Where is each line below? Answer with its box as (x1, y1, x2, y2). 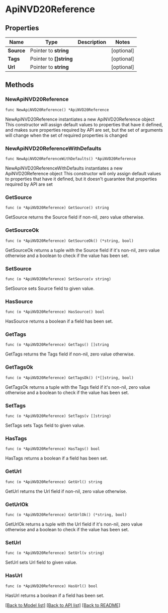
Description (77, 39, 107, 45)
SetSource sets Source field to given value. (5, 285, 95, 291)
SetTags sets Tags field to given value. (5, 423, 86, 429)
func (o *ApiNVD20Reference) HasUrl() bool (5, 583, 98, 589)
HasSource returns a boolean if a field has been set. (5, 318, 113, 324)
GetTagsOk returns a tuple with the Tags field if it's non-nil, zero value (5, 384, 150, 390)
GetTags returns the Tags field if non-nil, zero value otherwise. (5, 351, 135, 357)
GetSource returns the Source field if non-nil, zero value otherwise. (5, 214, 145, 220)
